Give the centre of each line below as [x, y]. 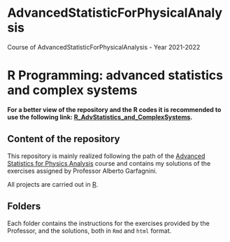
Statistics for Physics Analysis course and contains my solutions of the [109, 163]
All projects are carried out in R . [53, 184]
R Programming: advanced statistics [115, 76]
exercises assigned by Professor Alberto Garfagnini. [82, 171]
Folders [24, 207]
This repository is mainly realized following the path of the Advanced [106, 156]
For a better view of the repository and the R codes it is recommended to [114, 109]
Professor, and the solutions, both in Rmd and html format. [89, 230]
